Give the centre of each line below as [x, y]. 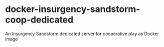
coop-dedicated [39, 20]
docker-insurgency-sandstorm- [73, 9]
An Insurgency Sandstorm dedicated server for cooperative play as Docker [82, 33]
